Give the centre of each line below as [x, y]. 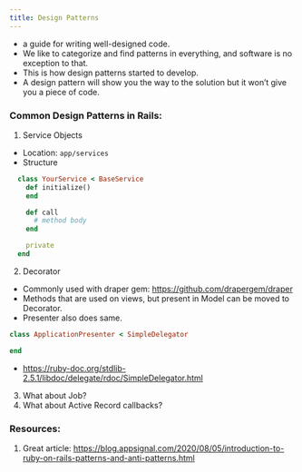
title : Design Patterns [54, 18]
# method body [60, 221]
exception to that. [55, 63]
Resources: [35, 428]
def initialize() [58, 187]
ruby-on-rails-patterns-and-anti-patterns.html [108, 457]
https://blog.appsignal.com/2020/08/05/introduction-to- [179, 448]
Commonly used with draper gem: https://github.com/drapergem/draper [157, 289]
